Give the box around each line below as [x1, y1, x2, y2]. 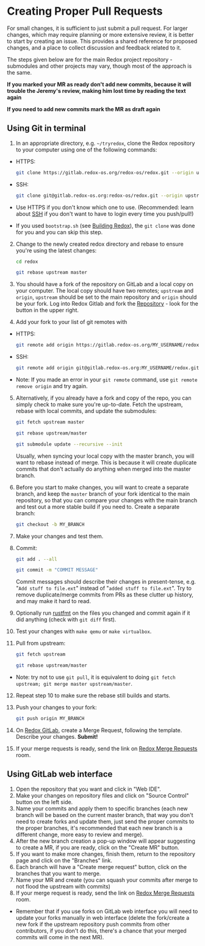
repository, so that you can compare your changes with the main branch [15, 496, 198, 504]
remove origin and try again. [15, 383, 88, 389]
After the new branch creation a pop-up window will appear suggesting [15, 837, 196, 845]
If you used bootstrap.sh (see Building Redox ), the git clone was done [15, 222, 195, 229]
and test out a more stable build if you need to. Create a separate [15, 503, 180, 510]
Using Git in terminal [7, 123, 86, 134]
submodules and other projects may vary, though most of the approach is [7, 62, 192, 70]
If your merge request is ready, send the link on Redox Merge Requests [15, 889, 195, 897]
